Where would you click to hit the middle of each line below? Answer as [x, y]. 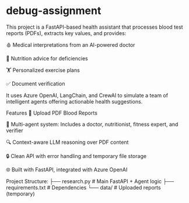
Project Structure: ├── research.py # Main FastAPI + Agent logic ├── [90, 181]
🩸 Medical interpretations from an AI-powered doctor [71, 44]
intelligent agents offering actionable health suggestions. [74, 101]
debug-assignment [54, 11]
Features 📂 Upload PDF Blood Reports [52, 113]
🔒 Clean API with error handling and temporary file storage [76, 156]
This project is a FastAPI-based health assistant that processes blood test [94, 27]
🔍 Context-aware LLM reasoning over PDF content [67, 142]
